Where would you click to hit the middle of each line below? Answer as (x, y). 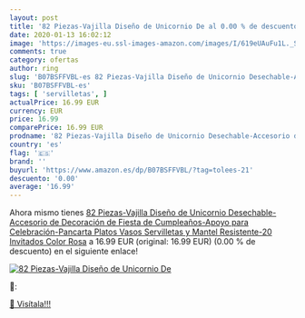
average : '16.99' (42, 187)
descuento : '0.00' (44, 178)
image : (22, 43)
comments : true (38, 52)
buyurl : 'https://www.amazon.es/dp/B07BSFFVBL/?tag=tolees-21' (132, 170)
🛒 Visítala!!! (30, 304)
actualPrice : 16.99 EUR (54, 102)
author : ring (34, 69)
